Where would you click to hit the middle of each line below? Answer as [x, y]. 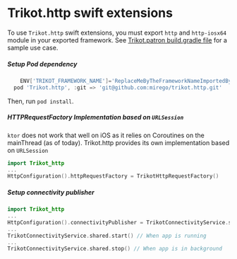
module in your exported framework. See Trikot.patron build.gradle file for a [117, 40]
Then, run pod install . [41, 101]
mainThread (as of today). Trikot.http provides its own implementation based [119, 142]
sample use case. [33, 47]
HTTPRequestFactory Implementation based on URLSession [96, 117]
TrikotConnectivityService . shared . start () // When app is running [107, 236]
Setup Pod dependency [42, 64]
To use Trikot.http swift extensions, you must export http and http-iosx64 [117, 33]
